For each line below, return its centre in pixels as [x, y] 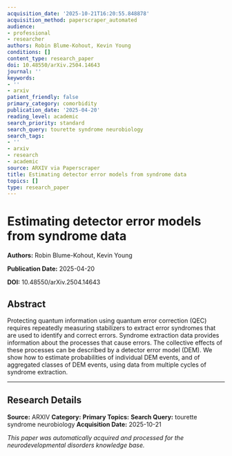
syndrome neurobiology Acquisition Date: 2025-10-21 [85, 424]
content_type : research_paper [51, 59]
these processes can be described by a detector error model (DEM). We [110, 350]
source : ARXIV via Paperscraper [54, 168]
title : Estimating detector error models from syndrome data [97, 174]
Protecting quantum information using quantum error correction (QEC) [107, 320]
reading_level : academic [43, 116]
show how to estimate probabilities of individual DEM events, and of [104, 357]
